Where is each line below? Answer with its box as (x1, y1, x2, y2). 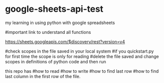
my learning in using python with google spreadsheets (5, 20, 115, 26)
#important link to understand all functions (5, 29, 91, 35)
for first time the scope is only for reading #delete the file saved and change (5, 53, 159, 59)
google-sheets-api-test (5, 3, 104, 15)
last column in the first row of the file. (5, 73, 81, 79)
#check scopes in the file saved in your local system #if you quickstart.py (5, 48, 154, 54)
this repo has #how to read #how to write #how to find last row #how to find (5, 68, 159, 74)
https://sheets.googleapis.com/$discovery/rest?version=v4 (5, 38, 125, 45)
